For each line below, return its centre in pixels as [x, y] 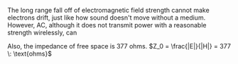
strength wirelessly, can [42, 32]
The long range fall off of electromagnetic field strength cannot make [108, 10]
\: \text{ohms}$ [29, 53]
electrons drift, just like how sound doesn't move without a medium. [107, 18]
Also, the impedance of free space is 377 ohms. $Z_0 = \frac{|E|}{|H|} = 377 [119, 46]
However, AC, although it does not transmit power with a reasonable [107, 25]
